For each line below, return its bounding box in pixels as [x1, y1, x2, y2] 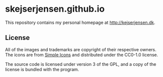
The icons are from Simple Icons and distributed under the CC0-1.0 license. [5, 52, 159, 58]
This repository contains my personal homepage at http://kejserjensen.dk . [5, 19, 156, 25]
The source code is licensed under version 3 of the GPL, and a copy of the [5, 61, 157, 67]
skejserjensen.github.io [5, 3, 105, 15]
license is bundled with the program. [5, 66, 79, 72]
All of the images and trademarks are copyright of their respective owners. [5, 46, 157, 52]
